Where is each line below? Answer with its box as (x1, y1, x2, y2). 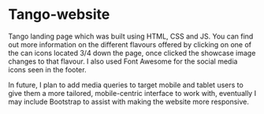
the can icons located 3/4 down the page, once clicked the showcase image (8, 48, 256, 57)
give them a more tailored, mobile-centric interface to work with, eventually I (8, 88, 257, 97)
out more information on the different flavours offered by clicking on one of (8, 39, 252, 49)
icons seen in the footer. (8, 64, 87, 74)
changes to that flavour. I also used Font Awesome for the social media (8, 57, 238, 66)
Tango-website (8, 6, 110, 24)
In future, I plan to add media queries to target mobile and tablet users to (8, 80, 244, 90)
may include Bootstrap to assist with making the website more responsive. (8, 97, 250, 106)
